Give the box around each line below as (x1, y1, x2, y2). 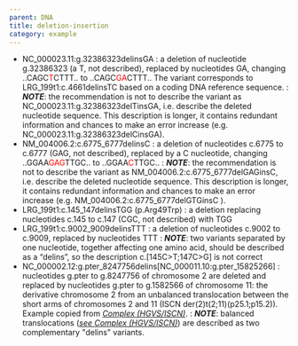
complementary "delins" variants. (21, 327, 145, 338)
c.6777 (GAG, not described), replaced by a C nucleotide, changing (21, 148, 268, 159)
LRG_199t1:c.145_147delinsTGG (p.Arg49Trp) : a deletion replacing (21, 205, 262, 216)
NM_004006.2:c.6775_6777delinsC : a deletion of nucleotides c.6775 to (21, 138, 284, 149)
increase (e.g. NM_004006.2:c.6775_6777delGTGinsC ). (21, 195, 226, 206)
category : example (9, 29, 77, 38)
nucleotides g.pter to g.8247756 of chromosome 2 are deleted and (21, 271, 266, 281)
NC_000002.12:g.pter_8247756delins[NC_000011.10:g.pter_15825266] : (21, 261, 281, 271)
